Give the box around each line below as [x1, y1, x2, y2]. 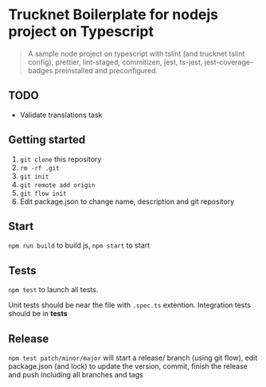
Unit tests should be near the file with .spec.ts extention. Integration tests [8, 300, 251, 310]
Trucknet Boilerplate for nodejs [8, 6, 219, 24]
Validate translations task [19, 110, 103, 119]
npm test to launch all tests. [8, 285, 99, 295]
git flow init [19, 190, 67, 197]
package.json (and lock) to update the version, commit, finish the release [8, 362, 248, 371]
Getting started [8, 133, 86, 147]
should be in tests [8, 309, 68, 319]
